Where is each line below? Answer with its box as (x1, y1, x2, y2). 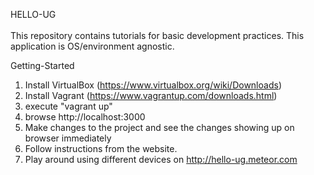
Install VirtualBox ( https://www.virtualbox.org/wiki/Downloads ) (24, 79, 282, 91)
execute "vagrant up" (24, 100, 113, 112)
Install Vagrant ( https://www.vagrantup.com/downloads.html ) (24, 90, 278, 101)
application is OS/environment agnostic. (10, 40, 175, 52)
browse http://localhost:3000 (24, 111, 146, 123)
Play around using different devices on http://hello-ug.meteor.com (24, 154, 298, 165)
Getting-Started (10, 60, 75, 71)
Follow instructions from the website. (24, 143, 178, 154)
